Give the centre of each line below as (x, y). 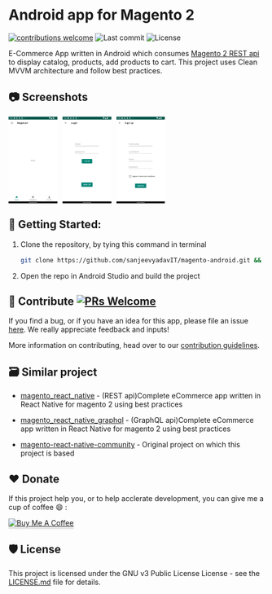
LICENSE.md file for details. (55, 582)
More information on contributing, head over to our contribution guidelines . (134, 345)
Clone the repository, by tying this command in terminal (113, 244)
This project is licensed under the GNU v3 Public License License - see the (134, 573)
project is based (47, 453)
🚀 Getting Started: (55, 224)
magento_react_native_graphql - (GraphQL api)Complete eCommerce (137, 420)
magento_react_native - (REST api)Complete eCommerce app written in (140, 396)
